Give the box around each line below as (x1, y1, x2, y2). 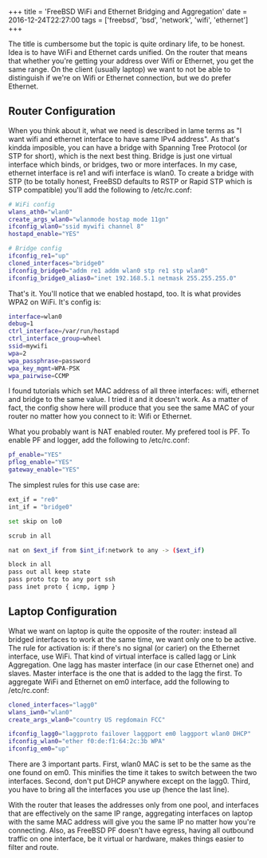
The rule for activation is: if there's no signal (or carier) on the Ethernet (8, 643, 241, 652)
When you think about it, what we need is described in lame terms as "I (8, 125, 242, 135)
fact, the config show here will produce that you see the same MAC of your (8, 403, 255, 413)
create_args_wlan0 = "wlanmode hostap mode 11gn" (8, 215, 170, 223)
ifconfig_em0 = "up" (8, 745, 69, 753)
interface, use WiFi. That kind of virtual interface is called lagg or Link (8, 651, 237, 661)
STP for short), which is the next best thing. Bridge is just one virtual (8, 151, 233, 160)
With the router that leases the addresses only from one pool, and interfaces (8, 801, 259, 809)
